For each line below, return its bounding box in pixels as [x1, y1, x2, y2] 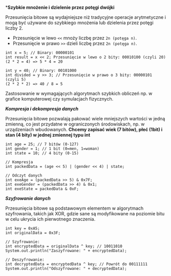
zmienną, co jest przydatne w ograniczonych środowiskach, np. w [5, 121, 145, 127]
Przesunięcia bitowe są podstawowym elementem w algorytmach [5, 205, 144, 211]
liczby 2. [5, 25, 23, 31]
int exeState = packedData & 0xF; [5, 186, 79, 191]
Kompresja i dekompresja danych [5, 106, 78, 112]
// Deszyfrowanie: [5, 257, 45, 262]
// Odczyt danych [5, 173, 42, 178]
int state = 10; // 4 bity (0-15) [5, 150, 79, 156]
